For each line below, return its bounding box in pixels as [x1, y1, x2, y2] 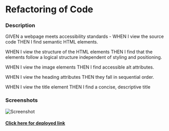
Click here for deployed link [5, 120, 65, 126]
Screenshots [5, 97, 38, 104]
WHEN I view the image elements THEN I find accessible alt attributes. [5, 64, 155, 70]
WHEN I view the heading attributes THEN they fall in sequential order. [5, 74, 154, 80]
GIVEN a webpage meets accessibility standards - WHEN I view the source [5, 33, 164, 39]
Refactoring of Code [5, 4, 93, 15]
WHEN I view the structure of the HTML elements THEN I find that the [5, 49, 153, 55]
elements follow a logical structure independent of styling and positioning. [5, 54, 162, 60]
